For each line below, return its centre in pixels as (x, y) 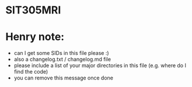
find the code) (31, 72)
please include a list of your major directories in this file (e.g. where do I (100, 65)
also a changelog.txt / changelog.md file (62, 60)
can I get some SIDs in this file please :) (61, 53)
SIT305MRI (33, 10)
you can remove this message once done (63, 78)
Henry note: (35, 37)
